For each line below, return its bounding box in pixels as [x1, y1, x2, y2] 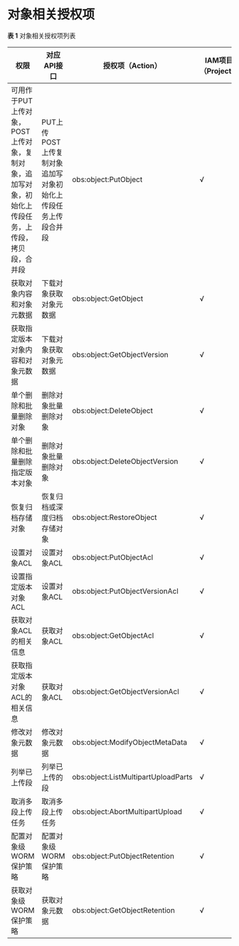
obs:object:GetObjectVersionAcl [72, 686, 179, 696]
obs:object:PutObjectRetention [72, 851, 174, 861]
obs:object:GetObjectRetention [72, 905, 176, 915]
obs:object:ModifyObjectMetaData [72, 737, 188, 747]
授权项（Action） [102, 60, 162, 70]
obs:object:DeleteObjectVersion [72, 456, 179, 466]
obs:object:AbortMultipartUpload [72, 807, 183, 817]
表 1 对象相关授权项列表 [7, 31, 76, 40]
